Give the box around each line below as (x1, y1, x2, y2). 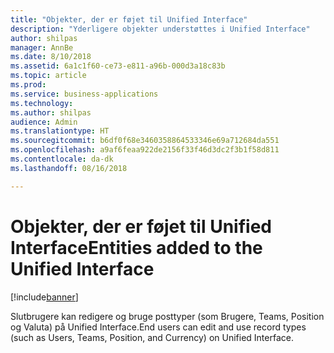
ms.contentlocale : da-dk (10, 154, 114, 164)
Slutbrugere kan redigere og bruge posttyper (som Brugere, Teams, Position (10, 310, 325, 322)
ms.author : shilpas (10, 107, 92, 118)
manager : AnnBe (10, 42, 74, 53)
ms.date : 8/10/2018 (10, 52, 92, 62)
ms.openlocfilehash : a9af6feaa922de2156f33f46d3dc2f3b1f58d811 (10, 145, 280, 155)
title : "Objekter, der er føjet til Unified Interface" (10, 14, 248, 25)
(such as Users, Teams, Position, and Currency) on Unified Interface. (10, 331, 294, 343)
